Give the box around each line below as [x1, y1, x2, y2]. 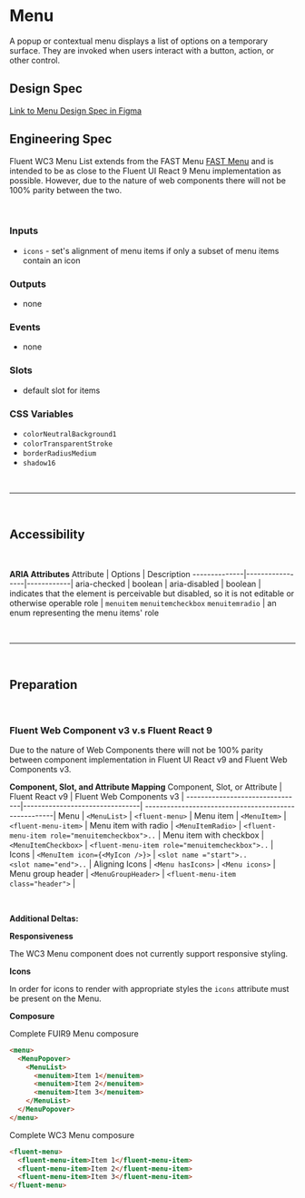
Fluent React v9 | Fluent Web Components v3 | [9, 790, 184, 801]
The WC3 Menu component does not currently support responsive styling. [9, 948, 289, 958]
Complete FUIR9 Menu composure [9, 1027, 139, 1039]
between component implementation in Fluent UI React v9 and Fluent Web [9, 754, 288, 765]
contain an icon [22, 255, 81, 266]
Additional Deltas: [9, 913, 79, 924]
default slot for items [22, 385, 101, 396]
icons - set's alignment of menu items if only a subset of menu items [22, 245, 280, 256]
